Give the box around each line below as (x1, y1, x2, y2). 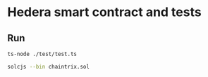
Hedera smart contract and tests (7, 4, 202, 20)
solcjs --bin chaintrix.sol (7, 63, 90, 70)
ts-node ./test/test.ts (7, 50, 78, 57)
